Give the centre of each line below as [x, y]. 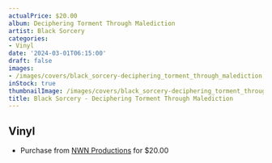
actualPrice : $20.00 [43, 16]
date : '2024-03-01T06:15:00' [57, 53]
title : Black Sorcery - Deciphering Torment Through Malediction [121, 98]
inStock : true [32, 83]
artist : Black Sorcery [47, 31]
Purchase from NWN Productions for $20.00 [94, 151]
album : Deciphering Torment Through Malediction [92, 23]
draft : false [30, 61]
